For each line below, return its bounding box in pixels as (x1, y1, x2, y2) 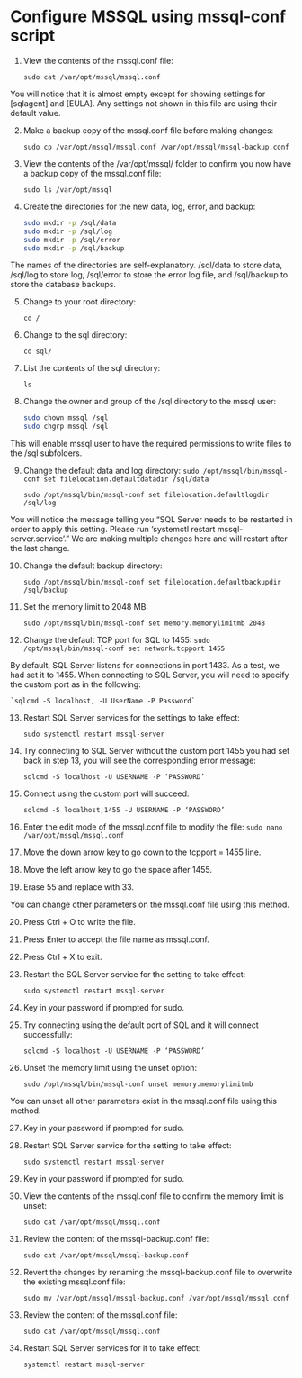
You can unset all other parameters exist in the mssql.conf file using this (10, 1096, 278, 1107)
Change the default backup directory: (22, 560, 163, 571)
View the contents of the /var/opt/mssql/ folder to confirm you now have (22, 158, 291, 168)
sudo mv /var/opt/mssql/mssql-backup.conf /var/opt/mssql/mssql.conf (22, 1294, 290, 1303)
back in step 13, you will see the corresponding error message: (22, 755, 257, 766)
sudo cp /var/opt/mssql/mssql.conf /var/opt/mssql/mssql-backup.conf (22, 142, 290, 151)
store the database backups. (10, 279, 116, 290)
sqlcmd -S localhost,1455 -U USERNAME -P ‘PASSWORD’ (22, 806, 226, 815)
